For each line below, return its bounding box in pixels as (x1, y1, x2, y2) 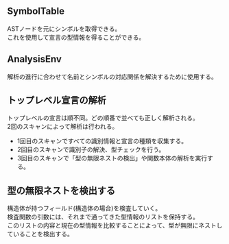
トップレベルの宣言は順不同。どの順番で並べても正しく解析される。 (7, 114, 199, 122)
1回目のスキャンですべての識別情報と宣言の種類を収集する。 (16, 137, 187, 145)
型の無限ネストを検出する (7, 184, 115, 196)
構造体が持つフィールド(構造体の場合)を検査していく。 (7, 204, 162, 212)
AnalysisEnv (7, 53, 62, 65)
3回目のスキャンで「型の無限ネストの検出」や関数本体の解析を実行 (16, 154, 208, 162)
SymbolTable (7, 5, 65, 17)
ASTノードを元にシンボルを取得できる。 (7, 24, 121, 33)
